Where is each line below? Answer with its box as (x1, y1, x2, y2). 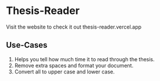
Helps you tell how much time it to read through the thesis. (14, 55, 155, 62)
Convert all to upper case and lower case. (14, 68, 115, 75)
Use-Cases (6, 40, 48, 50)
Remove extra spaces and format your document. (14, 62, 134, 69)
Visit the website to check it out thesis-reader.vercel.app (6, 23, 141, 30)
